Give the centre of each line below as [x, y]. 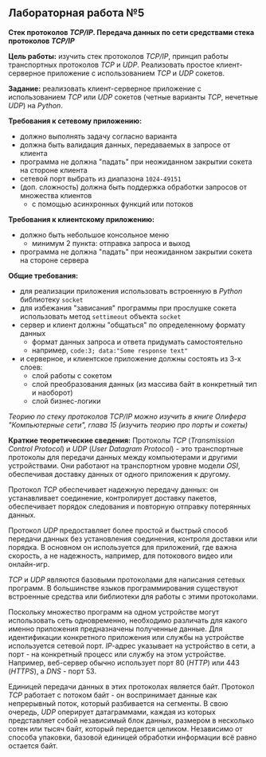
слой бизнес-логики [66, 400]
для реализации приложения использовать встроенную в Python [131, 291]
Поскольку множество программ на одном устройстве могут [114, 611]
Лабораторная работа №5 [76, 13]
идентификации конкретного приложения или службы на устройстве [126, 637]
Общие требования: [43, 275]
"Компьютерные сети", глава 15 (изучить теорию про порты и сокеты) [128, 424]
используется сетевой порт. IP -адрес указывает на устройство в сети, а [132, 646]
